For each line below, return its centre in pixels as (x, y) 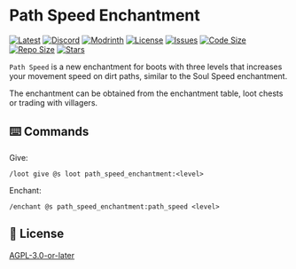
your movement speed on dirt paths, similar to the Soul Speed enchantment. (148, 75)
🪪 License (37, 234)
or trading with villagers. (54, 102)
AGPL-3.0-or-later (42, 255)
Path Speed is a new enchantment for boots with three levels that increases (146, 67)
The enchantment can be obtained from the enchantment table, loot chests (146, 93)
